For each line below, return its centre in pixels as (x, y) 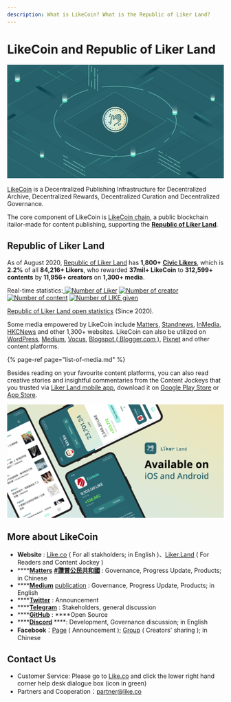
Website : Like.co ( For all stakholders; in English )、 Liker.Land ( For (113, 554)
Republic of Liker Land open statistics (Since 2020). (80, 311)
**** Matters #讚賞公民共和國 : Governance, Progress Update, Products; (119, 570)
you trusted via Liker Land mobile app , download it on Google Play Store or (113, 387)
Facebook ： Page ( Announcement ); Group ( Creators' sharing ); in (112, 630)
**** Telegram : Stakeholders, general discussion (87, 607)
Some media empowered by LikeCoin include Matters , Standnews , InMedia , (114, 324)
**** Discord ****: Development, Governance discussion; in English (112, 622)
